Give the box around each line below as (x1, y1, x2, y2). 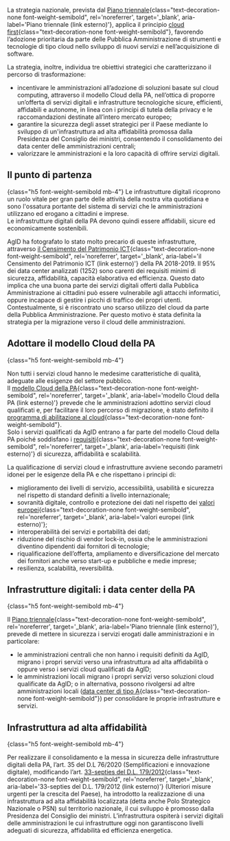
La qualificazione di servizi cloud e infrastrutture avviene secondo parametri (7, 463, 223, 471)
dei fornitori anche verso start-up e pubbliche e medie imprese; (16, 556, 197, 565)
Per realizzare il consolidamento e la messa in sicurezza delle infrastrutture (7, 753, 220, 762)
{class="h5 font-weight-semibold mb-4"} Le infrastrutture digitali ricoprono (7, 187, 221, 195)
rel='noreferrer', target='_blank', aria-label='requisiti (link (38, 442, 200, 450)
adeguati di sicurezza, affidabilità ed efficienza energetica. (7, 827, 173, 835)
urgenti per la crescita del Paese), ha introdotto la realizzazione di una (7, 790, 205, 798)
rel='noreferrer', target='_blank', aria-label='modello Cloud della (38, 391, 220, 400)
